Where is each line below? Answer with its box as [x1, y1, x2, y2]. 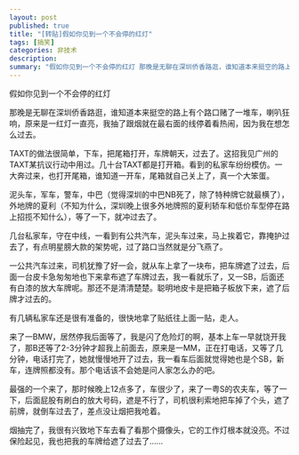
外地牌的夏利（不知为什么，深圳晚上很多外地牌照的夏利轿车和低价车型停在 [9, 200, 282, 211]
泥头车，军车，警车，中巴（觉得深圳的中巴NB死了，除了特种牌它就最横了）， [9, 188, 289, 200]
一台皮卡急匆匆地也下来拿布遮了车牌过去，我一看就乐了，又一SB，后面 [16, 271, 278, 282]
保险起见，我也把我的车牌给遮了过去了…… [9, 435, 164, 446]
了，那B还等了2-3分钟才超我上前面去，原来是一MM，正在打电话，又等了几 [9, 342, 283, 353]
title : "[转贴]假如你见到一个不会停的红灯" [9, 29, 153, 38]
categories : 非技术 [9, 46, 77, 55]
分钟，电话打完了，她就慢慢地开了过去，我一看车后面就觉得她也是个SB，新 [9, 353, 285, 364]
